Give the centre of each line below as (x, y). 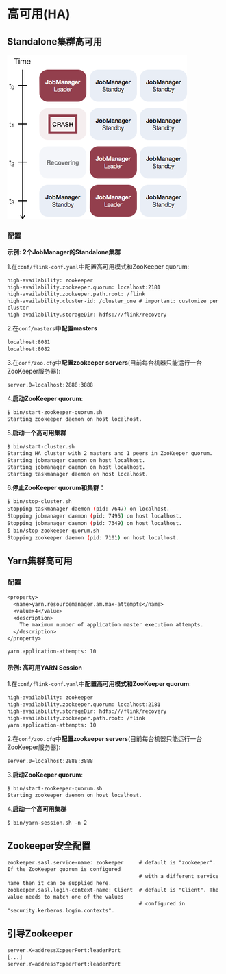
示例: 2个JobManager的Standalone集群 (64, 252)
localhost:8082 (29, 349)
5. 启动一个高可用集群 (37, 433)
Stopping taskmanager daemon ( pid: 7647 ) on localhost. (88, 509)
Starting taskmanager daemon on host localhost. (78, 474)
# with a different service (179, 877)
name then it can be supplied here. (59, 884)
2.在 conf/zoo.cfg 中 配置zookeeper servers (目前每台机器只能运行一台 (105, 739)
